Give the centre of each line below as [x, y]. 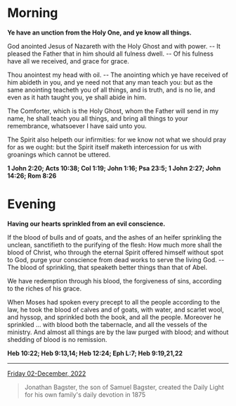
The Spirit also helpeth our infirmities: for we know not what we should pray [117, 140]
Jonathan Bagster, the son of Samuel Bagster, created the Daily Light [124, 387]
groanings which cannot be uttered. [59, 154]
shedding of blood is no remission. [57, 339]
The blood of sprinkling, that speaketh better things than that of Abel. [107, 267]
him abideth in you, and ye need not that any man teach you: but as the [110, 82]
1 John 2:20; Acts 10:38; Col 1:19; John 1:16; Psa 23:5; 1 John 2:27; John [114, 168]
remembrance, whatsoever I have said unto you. [77, 125]
